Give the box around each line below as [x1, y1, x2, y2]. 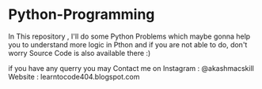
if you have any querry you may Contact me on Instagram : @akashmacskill [8, 63, 255, 72]
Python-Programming [8, 6, 155, 24]
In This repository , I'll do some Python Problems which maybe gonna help [8, 32, 251, 41]
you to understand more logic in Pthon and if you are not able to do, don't [8, 39, 248, 49]
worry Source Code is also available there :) [8, 48, 151, 57]
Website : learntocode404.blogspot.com [8, 72, 140, 81]
